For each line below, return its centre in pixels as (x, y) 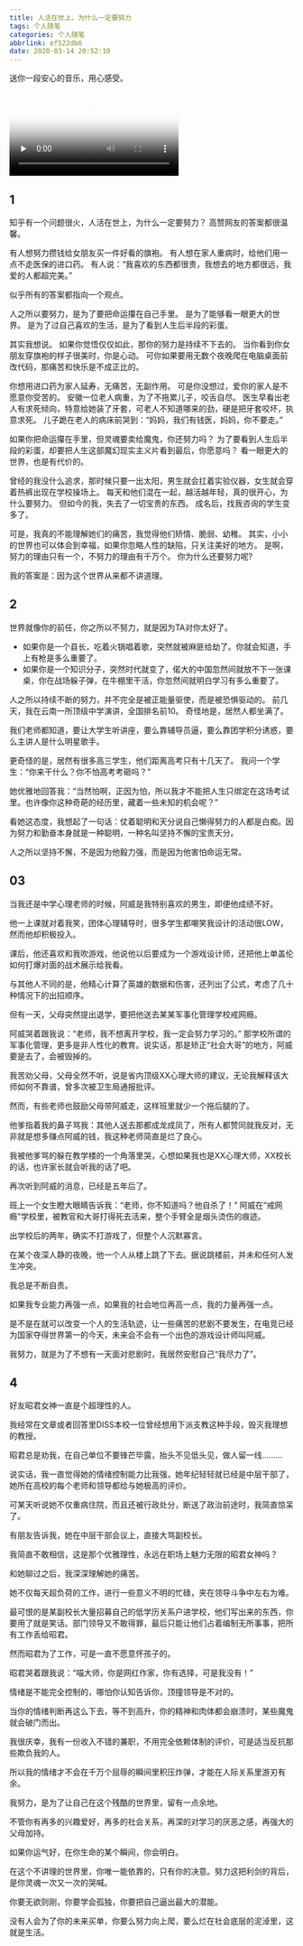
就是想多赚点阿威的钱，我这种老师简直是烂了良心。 (112, 1136)
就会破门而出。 (37, 1723)
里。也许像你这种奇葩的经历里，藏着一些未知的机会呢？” (114, 802)
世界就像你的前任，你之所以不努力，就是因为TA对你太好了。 (121, 627)
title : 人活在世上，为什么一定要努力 (71, 18)
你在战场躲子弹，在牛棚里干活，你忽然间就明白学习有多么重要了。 (161, 680)
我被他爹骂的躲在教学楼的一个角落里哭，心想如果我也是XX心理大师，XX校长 (151, 1155)
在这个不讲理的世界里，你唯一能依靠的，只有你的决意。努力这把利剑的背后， (151, 1872)
